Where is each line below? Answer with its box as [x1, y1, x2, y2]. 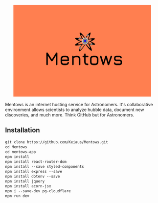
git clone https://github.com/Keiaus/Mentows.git [5, 139, 109, 144]
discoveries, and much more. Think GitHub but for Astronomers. [5, 112, 135, 117]
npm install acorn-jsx [5, 183, 51, 188]
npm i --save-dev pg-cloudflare [5, 188, 71, 193]
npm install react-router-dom [5, 159, 67, 164]
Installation [5, 126, 40, 135]
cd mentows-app [5, 149, 36, 154]
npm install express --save [5, 169, 63, 174]
